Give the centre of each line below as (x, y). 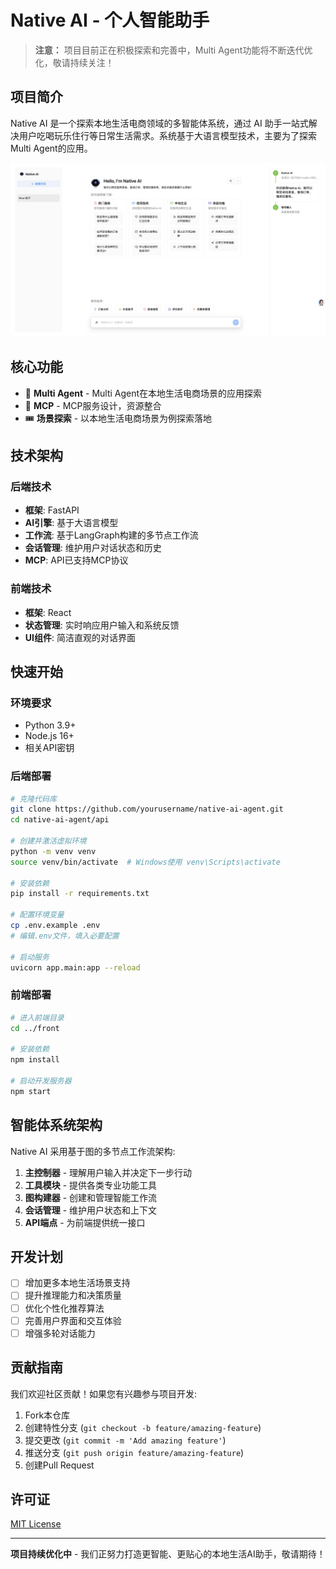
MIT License (36, 1524)
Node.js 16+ (49, 736)
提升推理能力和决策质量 (73, 1295)
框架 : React (48, 612)
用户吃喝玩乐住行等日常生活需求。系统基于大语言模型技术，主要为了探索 (167, 135)
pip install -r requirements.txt (80, 894)
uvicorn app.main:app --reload (75, 967)
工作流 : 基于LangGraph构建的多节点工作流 (111, 535)
